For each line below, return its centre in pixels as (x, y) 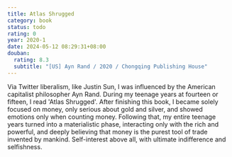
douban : (19, 54)
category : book (30, 21)
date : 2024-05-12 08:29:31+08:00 (57, 47)
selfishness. (25, 146)
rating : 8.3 (32, 60)
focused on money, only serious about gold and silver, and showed (105, 109)
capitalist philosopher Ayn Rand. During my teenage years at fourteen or (113, 94)
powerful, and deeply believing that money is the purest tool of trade (107, 132)
